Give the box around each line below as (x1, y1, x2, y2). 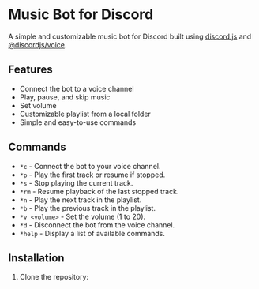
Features (8, 63, 53, 77)
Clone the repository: (19, 272, 89, 282)
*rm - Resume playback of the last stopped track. (19, 186, 179, 196)
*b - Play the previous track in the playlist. (19, 203, 156, 212)
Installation (8, 251, 65, 265)
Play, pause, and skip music (19, 92, 111, 102)
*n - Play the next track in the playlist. (19, 195, 142, 205)
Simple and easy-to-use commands (19, 117, 137, 127)
